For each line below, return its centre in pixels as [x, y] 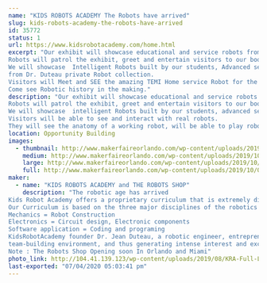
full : [32, 170]
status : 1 [25, 38]
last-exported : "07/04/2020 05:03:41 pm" [78, 266]
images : [21, 141]
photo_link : [28, 258]
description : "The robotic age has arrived [96, 192]
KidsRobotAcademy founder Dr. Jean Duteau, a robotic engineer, [117, 237]
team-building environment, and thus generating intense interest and [128, 244]
